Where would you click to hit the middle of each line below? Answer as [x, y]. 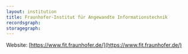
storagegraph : [24, 28]
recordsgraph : [24, 23]
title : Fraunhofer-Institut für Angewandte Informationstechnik [87, 17]
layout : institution [32, 12]
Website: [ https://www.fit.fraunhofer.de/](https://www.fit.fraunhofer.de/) [94, 45]
